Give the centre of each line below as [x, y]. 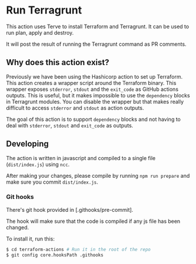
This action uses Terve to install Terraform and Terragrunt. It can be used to [98, 26]
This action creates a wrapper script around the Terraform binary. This [91, 83]
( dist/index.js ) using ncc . [38, 164]
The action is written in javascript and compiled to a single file [81, 158]
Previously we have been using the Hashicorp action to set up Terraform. [94, 76]
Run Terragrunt [44, 10]
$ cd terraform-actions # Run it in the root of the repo [78, 249]
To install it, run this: [30, 239]
